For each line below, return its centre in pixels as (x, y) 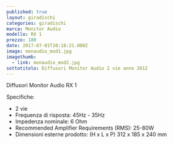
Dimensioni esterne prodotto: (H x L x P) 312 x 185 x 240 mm (91, 134)
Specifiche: (21, 97)
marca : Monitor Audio (34, 29)
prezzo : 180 (21, 40)
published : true (27, 12)
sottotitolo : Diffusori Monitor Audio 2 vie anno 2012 (77, 68)
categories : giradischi (36, 23)
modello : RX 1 (24, 34)
